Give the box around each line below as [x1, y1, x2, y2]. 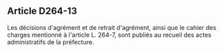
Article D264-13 [7, 5, 78, 17]
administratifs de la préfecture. [7, 37, 94, 46]
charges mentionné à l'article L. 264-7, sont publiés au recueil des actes [7, 31, 212, 39]
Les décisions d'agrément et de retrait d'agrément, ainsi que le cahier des [7, 23, 217, 31]
